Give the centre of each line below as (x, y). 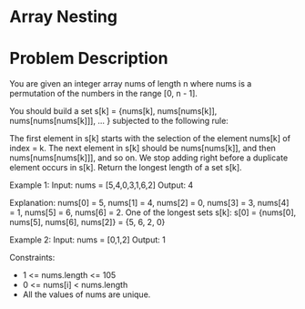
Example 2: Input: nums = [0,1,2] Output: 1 (87, 240)
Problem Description (89, 59)
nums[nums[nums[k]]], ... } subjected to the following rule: (119, 121)
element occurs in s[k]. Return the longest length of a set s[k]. (126, 168)
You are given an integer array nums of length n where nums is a (131, 84)
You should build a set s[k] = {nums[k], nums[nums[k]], (113, 111)
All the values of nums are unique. (86, 294)
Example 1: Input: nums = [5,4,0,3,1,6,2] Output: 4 (102, 185)
